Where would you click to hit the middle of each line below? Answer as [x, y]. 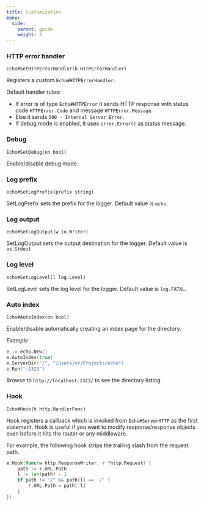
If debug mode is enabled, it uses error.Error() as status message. [101, 124]
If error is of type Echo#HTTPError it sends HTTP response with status [102, 104]
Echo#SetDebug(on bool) [37, 152]
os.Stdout [19, 249]
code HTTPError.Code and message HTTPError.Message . [84, 110]
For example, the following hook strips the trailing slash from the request [97, 445]
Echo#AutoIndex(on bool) [38, 317]
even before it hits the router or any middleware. [67, 433]
